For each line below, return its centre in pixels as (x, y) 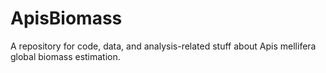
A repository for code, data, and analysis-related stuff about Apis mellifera (163, 46)
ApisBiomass (66, 18)
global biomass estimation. (65, 56)
